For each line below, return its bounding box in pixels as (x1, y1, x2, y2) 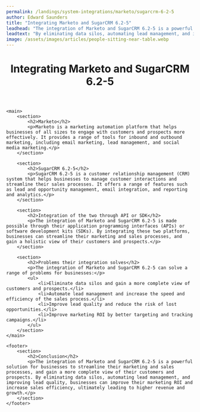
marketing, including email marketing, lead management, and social (6, 140, 180, 146)
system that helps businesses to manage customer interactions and (6, 176, 177, 182)
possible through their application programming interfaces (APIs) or (6, 223, 185, 230)
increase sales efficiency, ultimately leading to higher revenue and (6, 385, 185, 391)
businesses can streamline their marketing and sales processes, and (6, 234, 183, 240)
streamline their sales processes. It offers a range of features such (6, 181, 187, 188)
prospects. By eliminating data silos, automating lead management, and (6, 374, 190, 380)
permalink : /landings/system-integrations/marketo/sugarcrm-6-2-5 (6, 8, 174, 15)
